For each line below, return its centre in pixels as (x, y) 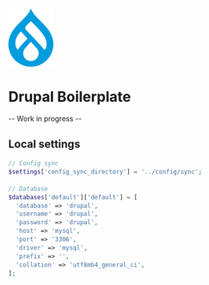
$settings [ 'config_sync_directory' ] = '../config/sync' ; (105, 172)
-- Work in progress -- (45, 118)
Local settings (44, 144)
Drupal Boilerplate (70, 96)
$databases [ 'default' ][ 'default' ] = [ (73, 197)
